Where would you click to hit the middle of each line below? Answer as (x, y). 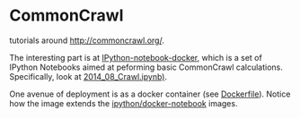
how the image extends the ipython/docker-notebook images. (124, 103)
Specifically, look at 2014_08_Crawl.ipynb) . (88, 76)
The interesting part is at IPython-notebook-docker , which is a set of (136, 57)
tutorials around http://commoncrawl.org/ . (87, 40)
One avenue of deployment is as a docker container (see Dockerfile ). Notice (150, 94)
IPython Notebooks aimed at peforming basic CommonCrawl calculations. (146, 67)
